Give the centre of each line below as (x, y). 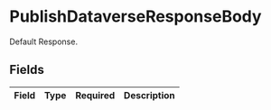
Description (150, 95)
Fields (27, 70)
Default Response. (44, 41)
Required (95, 95)
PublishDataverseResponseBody (135, 17)
